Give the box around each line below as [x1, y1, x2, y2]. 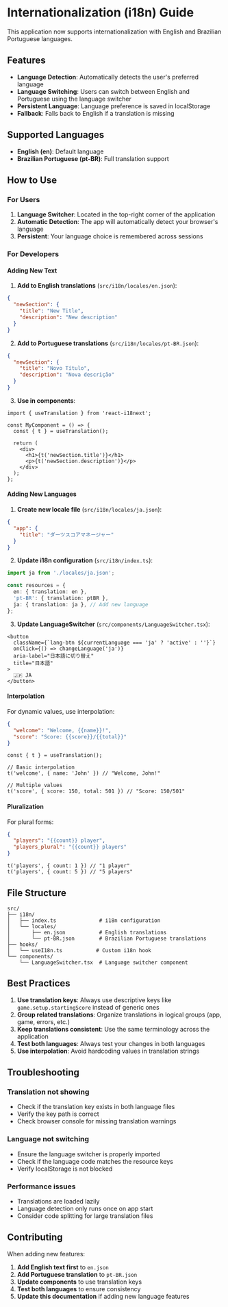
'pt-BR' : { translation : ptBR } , [13, 595, 109, 602]
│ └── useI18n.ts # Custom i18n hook [7, 947, 152, 954]
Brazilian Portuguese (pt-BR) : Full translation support [16, 154, 169, 162]
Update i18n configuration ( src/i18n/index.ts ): [16, 556, 153, 564]
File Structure [7, 887, 66, 899]
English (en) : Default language [16, 147, 104, 155]
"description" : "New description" [19, 314, 118, 321]
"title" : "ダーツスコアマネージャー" [19, 531, 114, 538]
